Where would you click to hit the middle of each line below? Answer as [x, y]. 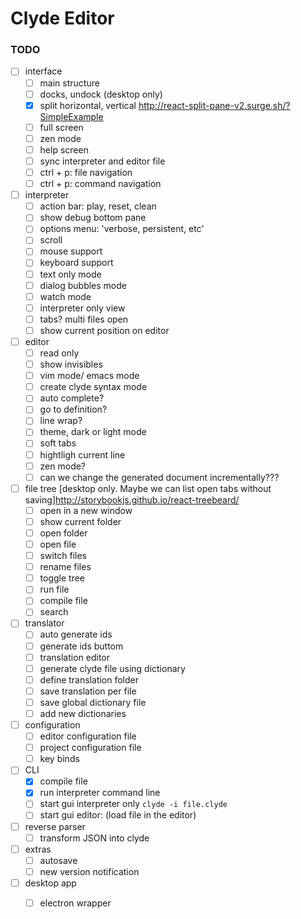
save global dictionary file [93, 702]
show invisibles [71, 364]
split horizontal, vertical [88, 105]
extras [38, 849]
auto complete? [72, 398]
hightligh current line [82, 454]
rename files [65, 567]
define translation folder [89, 679]
